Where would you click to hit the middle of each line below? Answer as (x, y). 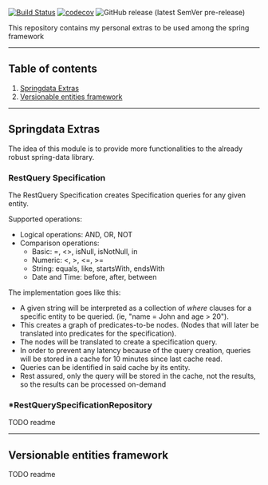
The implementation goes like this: (65, 292)
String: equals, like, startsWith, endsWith (98, 268)
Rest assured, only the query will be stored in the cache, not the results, (138, 376)
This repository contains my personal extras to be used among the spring (129, 28)
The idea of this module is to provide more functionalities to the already (126, 149)
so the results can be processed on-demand (93, 384)
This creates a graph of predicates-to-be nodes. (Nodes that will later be (139, 324)
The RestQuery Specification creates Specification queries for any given (127, 195)
